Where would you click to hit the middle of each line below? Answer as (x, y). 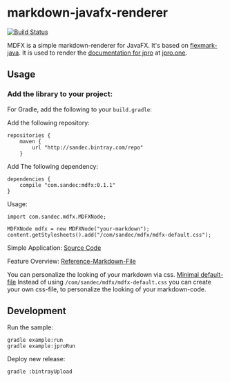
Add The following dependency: (53, 166)
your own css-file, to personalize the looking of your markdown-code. (107, 289)
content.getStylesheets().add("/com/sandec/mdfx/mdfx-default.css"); (109, 235)
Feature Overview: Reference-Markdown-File (71, 261)
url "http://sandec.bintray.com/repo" (88, 147)
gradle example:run (35, 340)
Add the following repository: (48, 122)
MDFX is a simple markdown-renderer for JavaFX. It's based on (98, 45)
